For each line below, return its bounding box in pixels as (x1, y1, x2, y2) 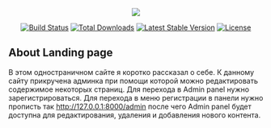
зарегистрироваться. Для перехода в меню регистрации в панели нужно (8, 93, 264, 102)
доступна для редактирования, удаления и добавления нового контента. (8, 109, 261, 120)
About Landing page (8, 46, 113, 60)
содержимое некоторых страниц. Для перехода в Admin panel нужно (8, 85, 249, 94)
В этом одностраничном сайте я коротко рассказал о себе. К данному (8, 67, 255, 76)
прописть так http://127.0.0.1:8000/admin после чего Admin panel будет (8, 101, 252, 111)
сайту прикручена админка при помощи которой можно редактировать (8, 76, 259, 85)
